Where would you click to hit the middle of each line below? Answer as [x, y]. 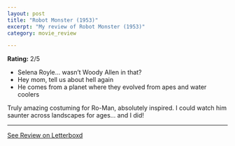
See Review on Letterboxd [45, 136]
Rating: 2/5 [24, 59]
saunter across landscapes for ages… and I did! [76, 115]
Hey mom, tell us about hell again [65, 80]
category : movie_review [42, 33]
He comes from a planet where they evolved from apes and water [112, 87]
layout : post [26, 14]
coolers [28, 95]
